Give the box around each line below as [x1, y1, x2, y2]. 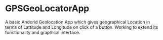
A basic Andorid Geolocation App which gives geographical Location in [5, 19, 150, 25]
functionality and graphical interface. [5, 29, 81, 35]
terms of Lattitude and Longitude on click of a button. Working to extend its [5, 24, 158, 30]
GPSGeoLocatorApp [5, 3, 90, 14]
